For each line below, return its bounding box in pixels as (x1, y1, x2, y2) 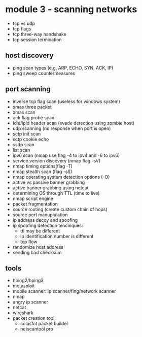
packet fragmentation (12, 200, 58, 207)
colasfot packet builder (20, 321, 68, 327)
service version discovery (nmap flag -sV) (12, 157, 101, 163)
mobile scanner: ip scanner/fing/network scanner (12, 288, 116, 294)
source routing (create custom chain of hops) (12, 206, 108, 212)
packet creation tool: (12, 315, 56, 321)
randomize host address (12, 244, 64, 250)
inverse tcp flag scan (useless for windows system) (12, 98, 121, 105)
